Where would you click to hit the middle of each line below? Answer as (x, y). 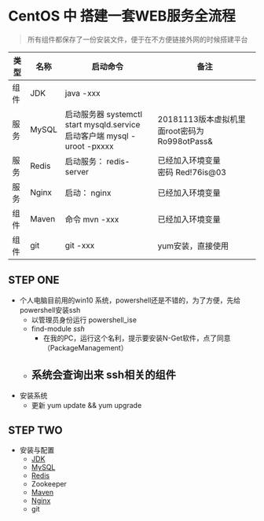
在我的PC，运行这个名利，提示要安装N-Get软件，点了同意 (137, 338)
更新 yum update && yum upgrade (86, 405)
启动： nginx (88, 193)
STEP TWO (35, 430)
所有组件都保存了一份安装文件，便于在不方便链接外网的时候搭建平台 (137, 39)
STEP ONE (34, 280)
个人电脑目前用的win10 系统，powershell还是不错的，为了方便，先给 (130, 300)
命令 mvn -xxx (92, 219)
